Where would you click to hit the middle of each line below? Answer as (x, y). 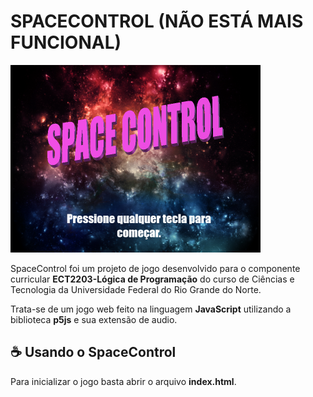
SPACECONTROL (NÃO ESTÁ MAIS (157, 21)
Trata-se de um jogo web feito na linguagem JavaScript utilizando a (151, 309)
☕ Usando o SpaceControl (93, 352)
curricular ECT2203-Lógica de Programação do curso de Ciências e (152, 279)
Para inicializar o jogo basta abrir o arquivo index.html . (123, 381)
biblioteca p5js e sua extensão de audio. (94, 319)
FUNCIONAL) (66, 42)
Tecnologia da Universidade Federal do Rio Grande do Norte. (136, 289)
